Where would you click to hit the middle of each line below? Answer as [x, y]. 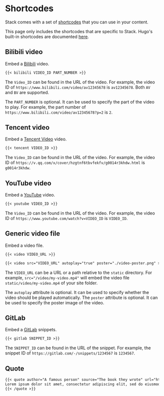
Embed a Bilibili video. [27, 63]
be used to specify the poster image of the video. [55, 302]
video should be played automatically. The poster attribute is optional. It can [82, 297]
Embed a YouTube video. [30, 195]
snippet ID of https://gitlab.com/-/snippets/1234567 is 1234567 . [70, 353]
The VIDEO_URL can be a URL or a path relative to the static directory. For [79, 272]
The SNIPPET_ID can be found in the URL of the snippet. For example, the [78, 348]
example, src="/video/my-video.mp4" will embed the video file [67, 277]
